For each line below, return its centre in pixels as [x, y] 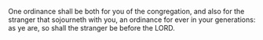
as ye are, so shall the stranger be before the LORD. [91, 28]
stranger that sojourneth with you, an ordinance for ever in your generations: [132, 20]
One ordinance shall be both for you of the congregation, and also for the [126, 11]
